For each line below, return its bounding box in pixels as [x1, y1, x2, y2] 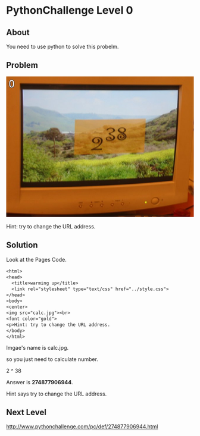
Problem [6, 60, 39, 70]
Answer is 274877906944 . [6, 378, 73, 385]
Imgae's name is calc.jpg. [6, 344, 69, 351]
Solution [6, 240, 38, 250]
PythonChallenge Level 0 [6, 4, 133, 17]
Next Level [6, 407, 46, 418]
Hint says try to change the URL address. [6, 390, 107, 397]
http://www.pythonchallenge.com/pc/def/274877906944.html [6, 423, 158, 430]
